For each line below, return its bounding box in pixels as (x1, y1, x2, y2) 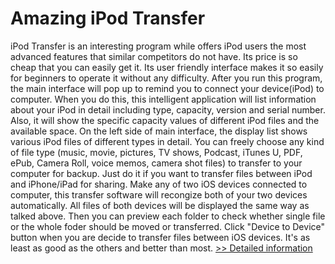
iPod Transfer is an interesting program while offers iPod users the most (10, 40, 307, 52)
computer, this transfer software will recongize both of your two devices (10, 188, 308, 201)
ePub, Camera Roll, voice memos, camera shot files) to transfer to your (10, 157, 303, 169)
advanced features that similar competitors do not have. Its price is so (10, 50, 298, 62)
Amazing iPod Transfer (10, 7, 206, 30)
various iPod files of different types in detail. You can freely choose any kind (10, 135, 325, 147)
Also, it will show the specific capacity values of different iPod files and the (10, 114, 320, 126)
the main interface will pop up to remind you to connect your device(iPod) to (10, 82, 325, 94)
